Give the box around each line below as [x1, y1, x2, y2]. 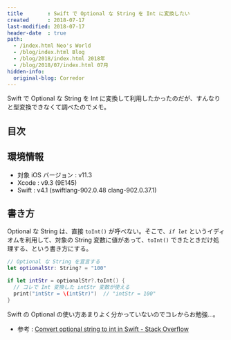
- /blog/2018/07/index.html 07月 [13, 62, 109, 69]
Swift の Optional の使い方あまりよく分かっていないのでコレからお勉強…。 [7, 310, 219, 319]
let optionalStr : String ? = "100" [7, 265, 107, 272]
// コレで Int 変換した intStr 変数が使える [13, 284, 130, 291]
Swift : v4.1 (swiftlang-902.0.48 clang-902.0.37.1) [17, 186, 157, 194]
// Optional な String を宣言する [7, 258, 100, 265]
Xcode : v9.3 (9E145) [17, 178, 77, 187]
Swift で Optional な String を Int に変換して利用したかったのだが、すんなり [7, 94, 221, 102]
